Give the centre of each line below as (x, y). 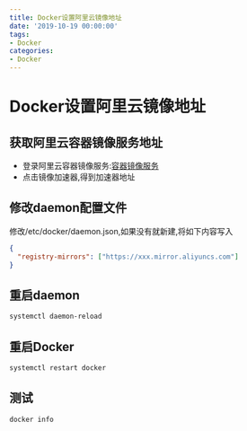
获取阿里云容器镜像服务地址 (86, 142)
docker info (31, 419)
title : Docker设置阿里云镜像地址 (66, 18)
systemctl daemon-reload (56, 317)
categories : (31, 51)
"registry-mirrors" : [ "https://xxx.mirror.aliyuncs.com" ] (128, 257)
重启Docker (42, 347)
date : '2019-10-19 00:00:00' (64, 26)
